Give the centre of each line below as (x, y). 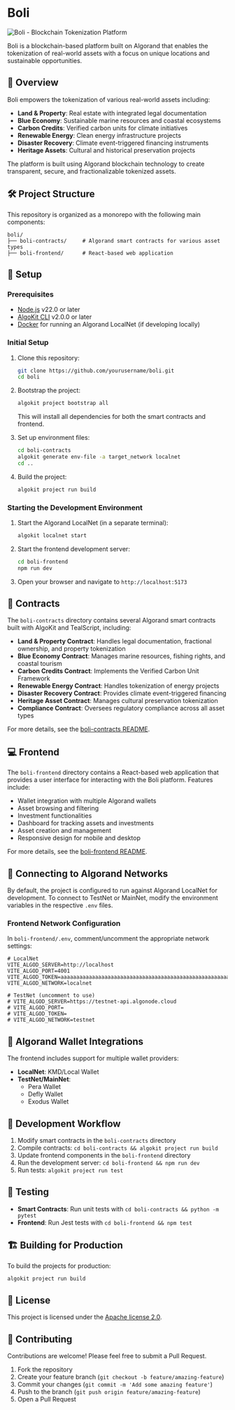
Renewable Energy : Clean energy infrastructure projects (99, 135)
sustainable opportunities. (45, 60)
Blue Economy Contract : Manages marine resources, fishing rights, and (121, 656)
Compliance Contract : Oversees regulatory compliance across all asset (121, 708)
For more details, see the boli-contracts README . (79, 729)
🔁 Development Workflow (64, 1124)
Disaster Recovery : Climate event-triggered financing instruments (113, 143)
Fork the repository (45, 1369)
